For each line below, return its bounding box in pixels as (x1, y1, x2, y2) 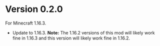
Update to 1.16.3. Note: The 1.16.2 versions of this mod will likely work (12, 29, 155, 35)
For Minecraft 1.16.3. (5, 20, 46, 26)
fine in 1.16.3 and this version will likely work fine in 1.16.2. (12, 35, 130, 41)
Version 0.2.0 (5, 3, 63, 15)
